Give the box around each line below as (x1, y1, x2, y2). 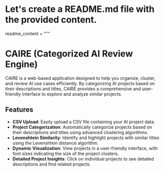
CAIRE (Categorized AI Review (5, 48, 133, 59)
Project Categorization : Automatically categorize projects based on (12, 124, 152, 130)
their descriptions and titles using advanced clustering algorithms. (12, 129, 149, 135)
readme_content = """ (5, 30, 50, 36)
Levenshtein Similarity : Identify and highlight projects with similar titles (12, 135, 160, 141)
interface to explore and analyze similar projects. (22, 91, 122, 97)
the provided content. (5, 14, 97, 25)
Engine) (5, 59, 38, 70)
